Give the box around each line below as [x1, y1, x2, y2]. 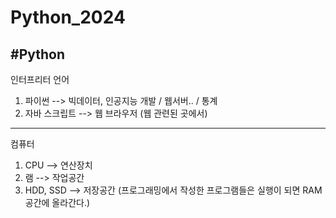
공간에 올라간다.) [24, 197, 91, 208]
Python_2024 [10, 6, 126, 29]
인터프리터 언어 [10, 74, 70, 85]
